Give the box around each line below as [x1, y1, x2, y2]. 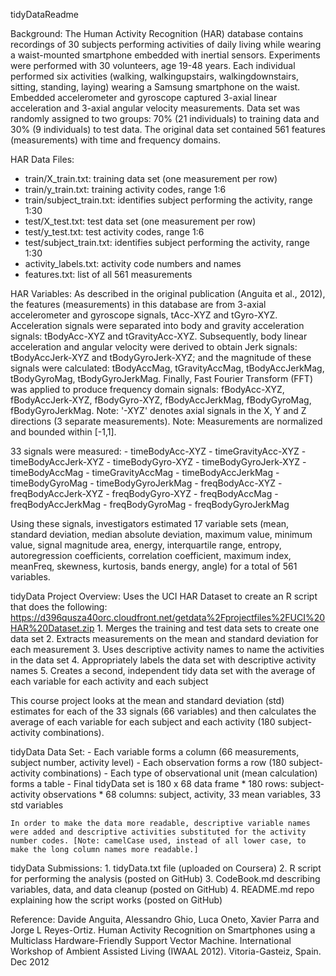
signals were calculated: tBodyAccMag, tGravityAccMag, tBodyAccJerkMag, [10, 362, 325, 374]
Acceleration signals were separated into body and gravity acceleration [10, 320, 305, 331]
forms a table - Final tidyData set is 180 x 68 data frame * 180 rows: [10, 778, 288, 789]
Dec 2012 [10, 956, 50, 968]
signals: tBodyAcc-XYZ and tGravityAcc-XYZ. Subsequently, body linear [10, 330, 308, 342]
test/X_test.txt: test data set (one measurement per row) [24, 215, 257, 227]
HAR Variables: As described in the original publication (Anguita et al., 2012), [10, 288, 326, 299]
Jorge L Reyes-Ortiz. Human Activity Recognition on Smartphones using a [10, 924, 316, 936]
